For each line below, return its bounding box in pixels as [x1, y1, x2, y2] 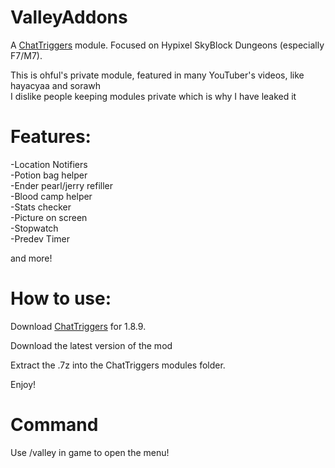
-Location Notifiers [10, 158, 88, 170]
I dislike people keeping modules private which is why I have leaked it [10, 90, 297, 102]
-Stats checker [10, 201, 72, 213]
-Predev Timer [10, 232, 70, 245]
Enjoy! [10, 378, 37, 390]
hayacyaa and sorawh [10, 79, 102, 91]
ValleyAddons [10, 6, 128, 29]
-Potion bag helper [10, 169, 88, 181]
